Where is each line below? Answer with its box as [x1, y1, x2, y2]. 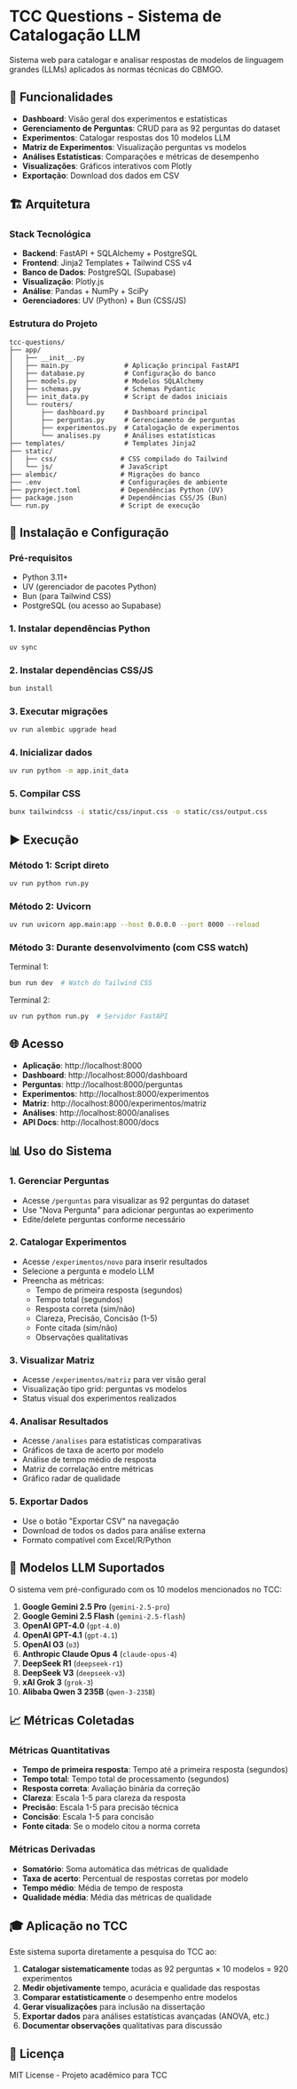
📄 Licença [9, 2046, 65, 2061]
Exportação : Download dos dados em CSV [21, 170, 180, 180]
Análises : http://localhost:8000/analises [21, 1107, 170, 1117]
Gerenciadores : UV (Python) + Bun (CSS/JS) [21, 295, 187, 306]
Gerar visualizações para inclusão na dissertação [21, 2002, 206, 2013]
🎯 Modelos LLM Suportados [9, 1560, 166, 1575]
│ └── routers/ [9, 400, 74, 409]
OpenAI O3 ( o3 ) [21, 1638, 80, 1650]
